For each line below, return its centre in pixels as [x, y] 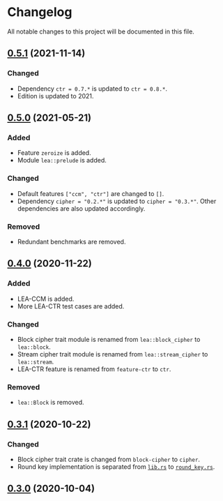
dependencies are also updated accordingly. [81, 208]
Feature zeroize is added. [54, 153]
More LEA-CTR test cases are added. [71, 306]
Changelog [40, 12]
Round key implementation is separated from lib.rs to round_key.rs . [116, 466]
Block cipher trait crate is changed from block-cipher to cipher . [109, 459]
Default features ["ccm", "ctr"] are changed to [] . [91, 193]
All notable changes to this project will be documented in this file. [101, 31]
